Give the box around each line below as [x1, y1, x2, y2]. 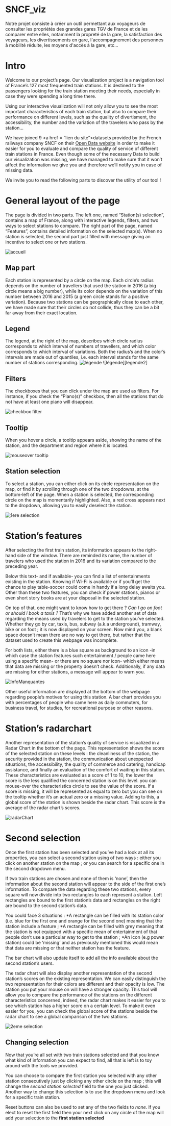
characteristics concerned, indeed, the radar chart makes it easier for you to [5, 997, 166, 1003]
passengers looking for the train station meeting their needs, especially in [5, 88, 160, 94]
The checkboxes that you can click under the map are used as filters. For [5, 388, 159, 394]
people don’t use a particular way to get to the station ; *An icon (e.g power [5, 934, 164, 940]
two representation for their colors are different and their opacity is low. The [5, 981, 165, 987]
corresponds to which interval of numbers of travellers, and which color [5, 343, 156, 349]
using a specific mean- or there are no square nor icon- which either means [5, 658, 165, 664]
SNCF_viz [5, 4, 46, 15]
